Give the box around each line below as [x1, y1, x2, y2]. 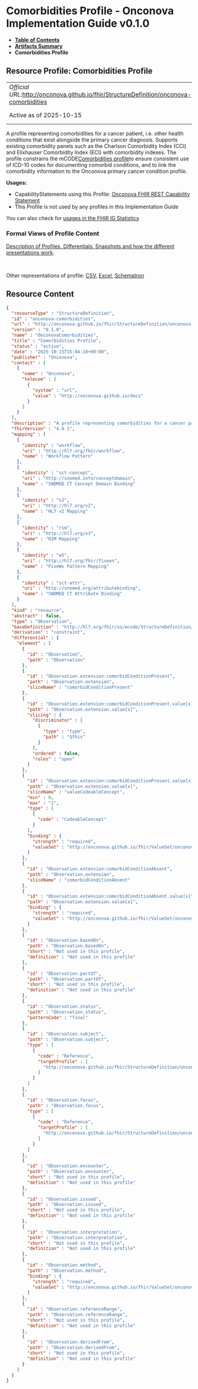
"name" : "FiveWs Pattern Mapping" [21, 563, 110, 569]
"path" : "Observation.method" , [27, 1268, 107, 1274]
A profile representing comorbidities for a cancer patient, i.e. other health [6, 130, 184, 137]
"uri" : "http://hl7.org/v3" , [21, 530, 96, 536]
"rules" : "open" [32, 756, 75, 762]
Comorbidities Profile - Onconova [6, 4, 174, 18]
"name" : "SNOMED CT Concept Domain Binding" [21, 481, 136, 486]
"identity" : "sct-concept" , [21, 470, 94, 476]
